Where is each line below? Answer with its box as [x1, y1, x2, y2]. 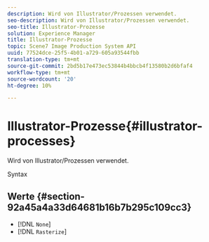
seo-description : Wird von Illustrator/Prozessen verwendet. [7, 17, 190, 24]
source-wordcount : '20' [7, 75, 77, 83]
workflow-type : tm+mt [7, 69, 71, 76]
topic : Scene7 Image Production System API [7, 43, 137, 50]
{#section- [36, 190, 86, 202]
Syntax [7, 170, 28, 179]
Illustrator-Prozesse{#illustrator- [7, 119, 203, 134]
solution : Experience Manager [7, 29, 96, 37]
